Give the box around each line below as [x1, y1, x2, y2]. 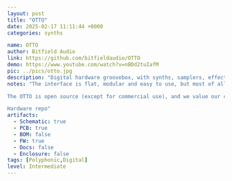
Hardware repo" [7, 105, 51, 113]
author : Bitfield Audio [7, 48, 76, 55]
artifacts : [7, 112, 39, 119]
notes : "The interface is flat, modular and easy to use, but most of [7, 80, 215, 87]
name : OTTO [7, 42, 39, 49]
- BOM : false [13, 131, 51, 138]
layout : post [7, 10, 45, 17]
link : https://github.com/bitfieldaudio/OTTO [7, 55, 140, 62]
